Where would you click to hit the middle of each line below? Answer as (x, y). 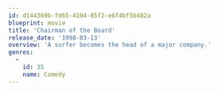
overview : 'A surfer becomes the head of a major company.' (110, 45)
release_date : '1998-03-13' (55, 38)
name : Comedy (44, 74)
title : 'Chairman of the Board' (62, 30)
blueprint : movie (37, 23)
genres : (21, 52)
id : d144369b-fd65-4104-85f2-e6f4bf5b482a (80, 15)
